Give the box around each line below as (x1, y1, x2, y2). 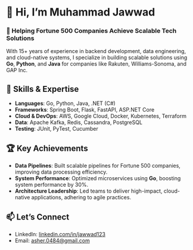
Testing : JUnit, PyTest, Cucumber (14, 125, 98, 132)
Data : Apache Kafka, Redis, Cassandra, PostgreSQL (14, 119, 143, 126)
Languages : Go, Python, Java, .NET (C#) (14, 100, 116, 107)
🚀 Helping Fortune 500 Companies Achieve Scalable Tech (6, 27, 177, 35)
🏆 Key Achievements (6, 143, 88, 153)
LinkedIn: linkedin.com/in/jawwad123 (14, 230, 106, 237)
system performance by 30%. (14, 181, 88, 189)
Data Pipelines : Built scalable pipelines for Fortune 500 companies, (14, 162, 180, 169)
